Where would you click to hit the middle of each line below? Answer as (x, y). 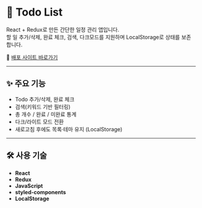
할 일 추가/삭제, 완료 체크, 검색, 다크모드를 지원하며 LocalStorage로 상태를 (93, 37)
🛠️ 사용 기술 (26, 156)
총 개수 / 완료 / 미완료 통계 (46, 114)
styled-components (40, 192)
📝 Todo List (35, 12)
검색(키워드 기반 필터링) (43, 107)
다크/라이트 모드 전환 (39, 122)
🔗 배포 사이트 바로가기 (32, 57)
